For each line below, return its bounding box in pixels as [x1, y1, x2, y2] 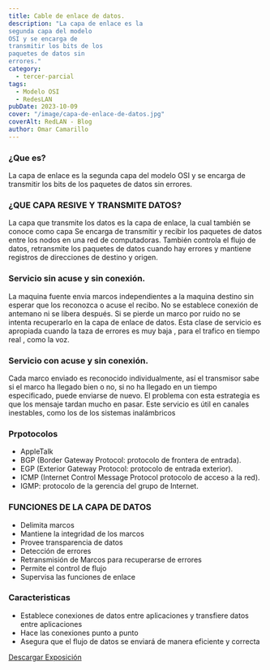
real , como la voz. [8, 334, 71, 344]
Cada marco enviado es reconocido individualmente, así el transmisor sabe [8, 373, 259, 383]
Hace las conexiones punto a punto [19, 628, 139, 637]
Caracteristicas [8, 592, 71, 603]
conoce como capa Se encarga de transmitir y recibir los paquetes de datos [8, 227, 262, 237]
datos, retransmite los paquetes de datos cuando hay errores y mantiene [8, 244, 251, 254]
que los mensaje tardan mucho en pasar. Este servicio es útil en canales [8, 399, 250, 409]
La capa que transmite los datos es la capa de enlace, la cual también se [8, 218, 251, 228]
